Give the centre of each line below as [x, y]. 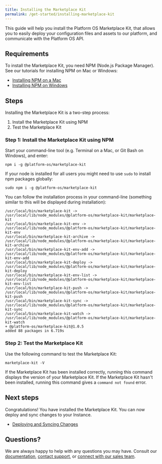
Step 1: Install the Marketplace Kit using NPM [59, 140]
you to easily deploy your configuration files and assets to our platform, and [81, 33]
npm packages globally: [29, 179]
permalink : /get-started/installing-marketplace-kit [60, 14]
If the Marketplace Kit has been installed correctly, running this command [79, 372]
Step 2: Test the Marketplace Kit [44, 343]
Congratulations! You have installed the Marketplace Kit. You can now [75, 409]
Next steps [22, 398]
